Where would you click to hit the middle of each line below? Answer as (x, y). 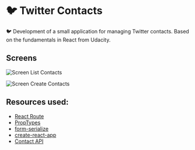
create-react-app (35, 135)
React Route (29, 116)
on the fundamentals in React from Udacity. (58, 40)
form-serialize (31, 128)
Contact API (29, 141)
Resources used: (37, 102)
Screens (21, 58)
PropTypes (27, 122)
